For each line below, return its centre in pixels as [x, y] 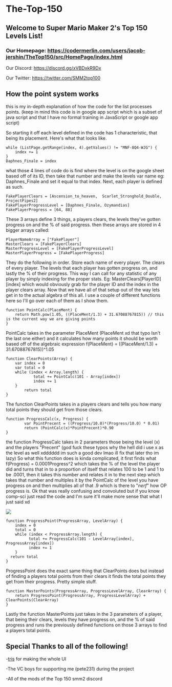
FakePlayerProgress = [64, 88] [39, 210]
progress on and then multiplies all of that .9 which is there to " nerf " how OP [86, 486]
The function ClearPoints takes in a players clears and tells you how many [84, 404]
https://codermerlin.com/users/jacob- [96, 50]
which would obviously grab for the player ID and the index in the [90, 284]
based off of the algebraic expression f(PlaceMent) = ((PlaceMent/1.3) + [82, 344]
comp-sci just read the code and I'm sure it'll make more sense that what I [84, 496]
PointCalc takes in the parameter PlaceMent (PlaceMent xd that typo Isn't [83, 333]
